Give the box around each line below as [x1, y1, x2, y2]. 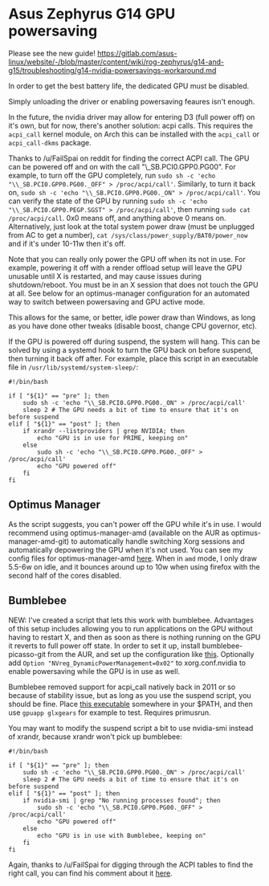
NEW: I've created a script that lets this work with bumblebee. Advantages [8, 615, 255, 625]
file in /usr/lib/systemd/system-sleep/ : [8, 362, 139, 372]
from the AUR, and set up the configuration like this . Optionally [47, 649, 255, 659]
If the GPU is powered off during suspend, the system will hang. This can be [8, 337, 261, 346]
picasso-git [8, 649, 47, 659]
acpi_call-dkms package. [8, 137, 92, 147]
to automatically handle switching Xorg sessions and [71, 536, 245, 546]
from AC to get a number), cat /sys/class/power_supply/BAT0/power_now [8, 230, 248, 239]
